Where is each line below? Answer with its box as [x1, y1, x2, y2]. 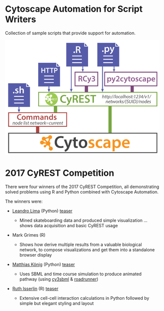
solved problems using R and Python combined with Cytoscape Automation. [5, 189, 159, 194]
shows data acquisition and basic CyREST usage [19, 222, 118, 228]
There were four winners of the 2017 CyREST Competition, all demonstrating [5, 184, 160, 190]
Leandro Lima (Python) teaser [12, 208, 72, 214]
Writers [5, 14, 36, 25]
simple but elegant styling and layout [19, 300, 94, 306]
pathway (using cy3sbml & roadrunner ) [19, 276, 99, 282]
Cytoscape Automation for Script [5, 3, 143, 15]
